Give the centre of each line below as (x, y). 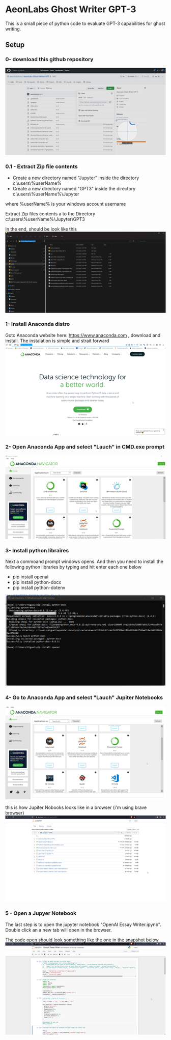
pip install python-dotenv (39, 588)
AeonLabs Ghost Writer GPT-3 (71, 9)
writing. (13, 29)
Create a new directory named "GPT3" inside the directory (74, 188)
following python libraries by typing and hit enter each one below (73, 567)
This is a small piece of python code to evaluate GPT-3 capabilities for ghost (85, 23)
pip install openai (31, 577)
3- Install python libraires (37, 550)
